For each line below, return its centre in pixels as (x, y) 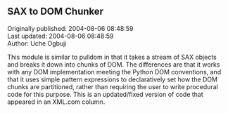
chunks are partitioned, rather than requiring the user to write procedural (113, 86)
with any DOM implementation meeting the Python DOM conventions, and (114, 72)
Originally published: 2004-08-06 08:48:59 (70, 28)
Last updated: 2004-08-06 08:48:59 (61, 36)
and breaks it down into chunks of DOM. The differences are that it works (114, 64)
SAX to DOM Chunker (56, 12)
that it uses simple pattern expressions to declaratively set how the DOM (113, 79)
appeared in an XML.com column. (56, 102)
